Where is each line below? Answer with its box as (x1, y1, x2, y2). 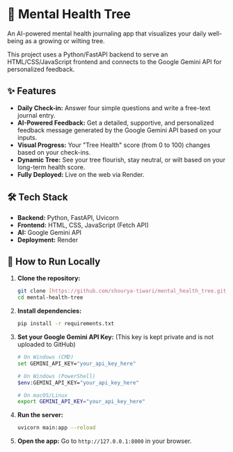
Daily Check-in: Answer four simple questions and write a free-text (17, 104, 211, 112)
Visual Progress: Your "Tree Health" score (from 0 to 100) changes (17, 141, 211, 149)
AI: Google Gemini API (17, 228, 82, 236)
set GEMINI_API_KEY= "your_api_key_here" (17, 360, 136, 367)
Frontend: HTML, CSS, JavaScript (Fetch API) (17, 221, 150, 229)
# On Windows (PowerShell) (17, 373, 96, 380)
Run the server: (17, 411, 64, 419)
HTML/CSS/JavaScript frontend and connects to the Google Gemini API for (7, 57, 223, 65)
